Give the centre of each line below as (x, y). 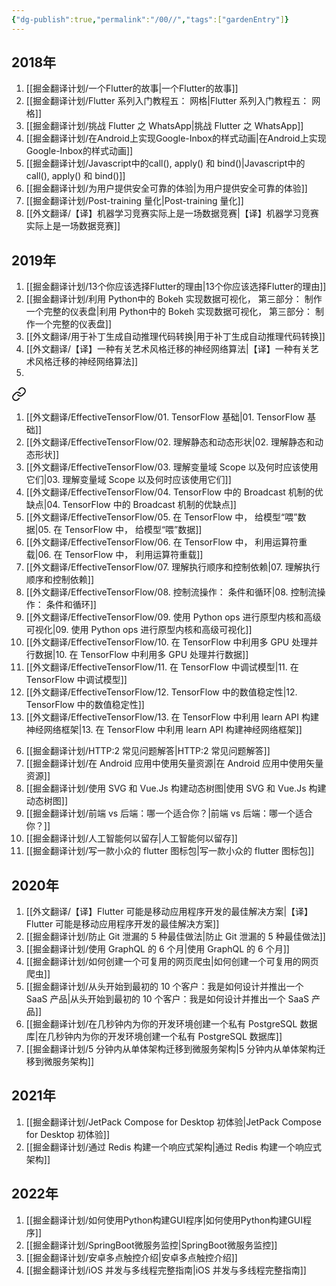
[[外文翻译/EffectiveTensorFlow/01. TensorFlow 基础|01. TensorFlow (165, 417)
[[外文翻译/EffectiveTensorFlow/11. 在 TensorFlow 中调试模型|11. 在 (162, 667)
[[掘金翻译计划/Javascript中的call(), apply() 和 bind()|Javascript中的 (165, 163)
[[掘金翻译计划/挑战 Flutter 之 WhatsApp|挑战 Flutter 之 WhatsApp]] (164, 126)
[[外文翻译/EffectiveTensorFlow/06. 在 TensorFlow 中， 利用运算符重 (166, 542)
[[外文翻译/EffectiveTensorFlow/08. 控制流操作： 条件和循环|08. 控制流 (171, 592)
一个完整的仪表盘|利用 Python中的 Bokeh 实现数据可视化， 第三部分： (169, 312)
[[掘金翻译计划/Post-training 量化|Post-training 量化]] (134, 201)
